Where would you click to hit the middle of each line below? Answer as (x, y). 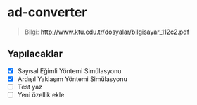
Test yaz (30, 87)
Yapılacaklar (35, 54)
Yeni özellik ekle (41, 94)
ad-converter (47, 12)
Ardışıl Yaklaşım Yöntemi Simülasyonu (72, 79)
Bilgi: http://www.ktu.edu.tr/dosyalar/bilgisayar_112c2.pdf (107, 32)
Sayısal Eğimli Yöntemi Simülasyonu (69, 70)
